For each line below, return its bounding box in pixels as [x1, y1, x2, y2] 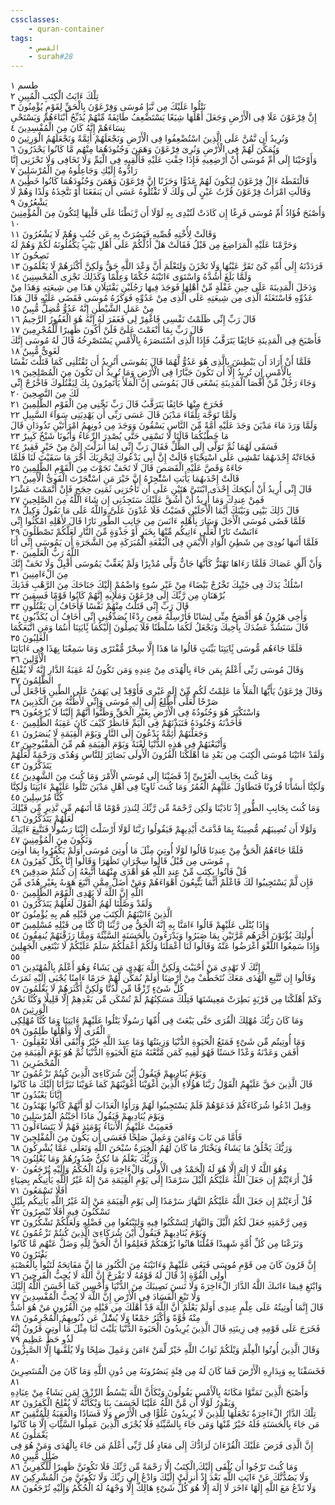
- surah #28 [28, 52, 74, 62]
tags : [10, 33, 33, 43]
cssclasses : [10, 14, 60, 25]
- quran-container [28, 24, 105, 34]
